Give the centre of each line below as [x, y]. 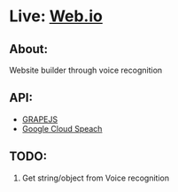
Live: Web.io [56, 16]
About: [29, 49]
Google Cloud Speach [62, 128]
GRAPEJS [40, 119]
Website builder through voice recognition [86, 70]
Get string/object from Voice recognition [96, 178]
